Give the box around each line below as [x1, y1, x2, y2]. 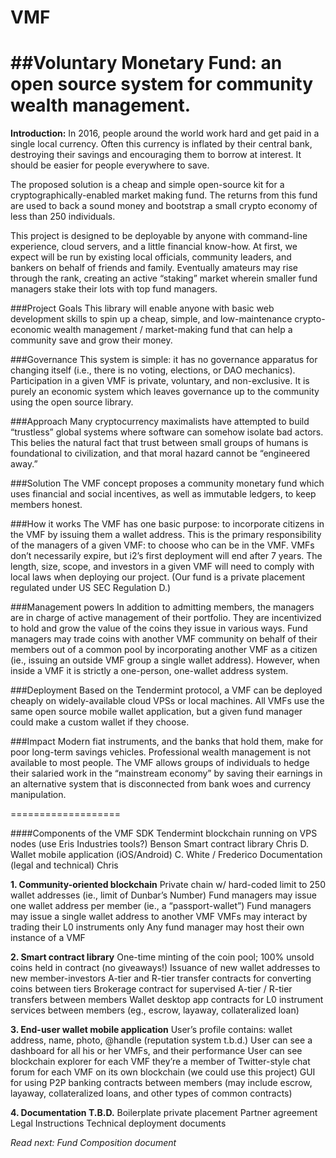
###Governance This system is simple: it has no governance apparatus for [10, 354, 318, 366]
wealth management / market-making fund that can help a [53, 324, 293, 336]
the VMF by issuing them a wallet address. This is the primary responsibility [10, 529, 322, 541]
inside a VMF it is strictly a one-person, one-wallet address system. [10, 665, 289, 677]
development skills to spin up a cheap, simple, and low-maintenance [10, 313, 293, 325]
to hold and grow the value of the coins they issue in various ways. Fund [10, 622, 308, 635]
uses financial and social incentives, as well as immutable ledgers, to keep [10, 488, 317, 500]
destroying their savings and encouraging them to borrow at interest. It [10, 149, 302, 161]
